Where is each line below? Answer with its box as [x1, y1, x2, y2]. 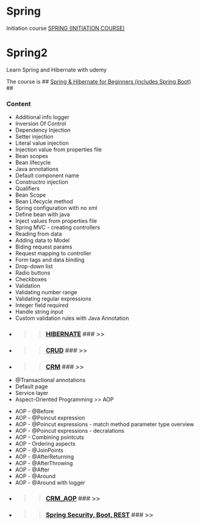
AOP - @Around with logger [15, 479, 85, 487]
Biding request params [15, 243, 73, 251]
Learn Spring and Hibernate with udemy [6, 66, 107, 73]
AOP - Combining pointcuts [15, 433, 84, 441]
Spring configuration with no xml [15, 205, 98, 212]
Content [6, 100, 32, 108]
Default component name [15, 172, 79, 179]
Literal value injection [15, 139, 69, 147]
